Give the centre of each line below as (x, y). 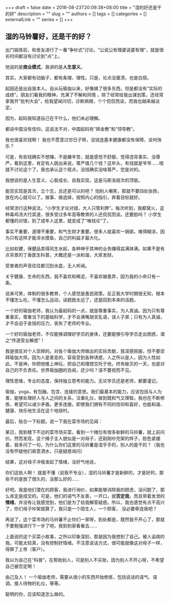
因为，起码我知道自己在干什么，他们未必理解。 (54, 118)
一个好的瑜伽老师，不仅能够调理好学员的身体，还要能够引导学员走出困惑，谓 (85, 334)
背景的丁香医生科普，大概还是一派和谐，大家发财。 (63, 255)
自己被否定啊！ (21, 566)
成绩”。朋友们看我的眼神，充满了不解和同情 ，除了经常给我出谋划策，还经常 (84, 95)
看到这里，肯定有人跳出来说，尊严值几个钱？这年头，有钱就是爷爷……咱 (89, 163)
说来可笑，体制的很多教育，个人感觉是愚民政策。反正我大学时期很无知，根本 (85, 293)
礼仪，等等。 (50, 583)
